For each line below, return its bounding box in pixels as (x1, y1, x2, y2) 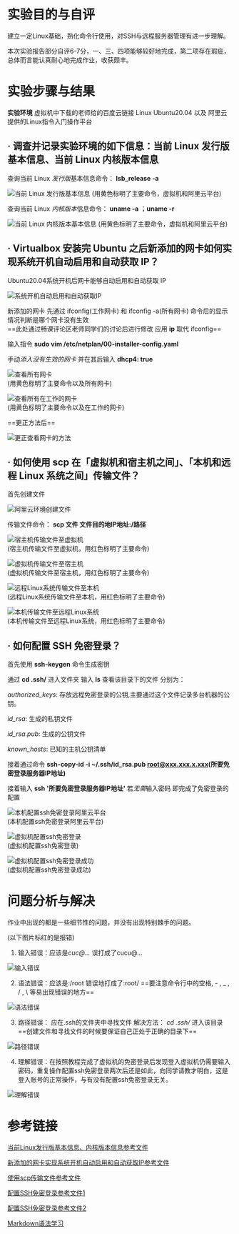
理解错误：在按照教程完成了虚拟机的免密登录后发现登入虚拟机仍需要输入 (17, 1058, 230, 1066)
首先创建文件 (7, 490, 45, 499)
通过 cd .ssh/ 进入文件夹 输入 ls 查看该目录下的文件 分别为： (7, 675, 185, 684)
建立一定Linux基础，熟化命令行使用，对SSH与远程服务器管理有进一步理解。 (7, 31, 230, 40)
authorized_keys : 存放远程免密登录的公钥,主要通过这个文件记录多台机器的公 (7, 690, 230, 699)
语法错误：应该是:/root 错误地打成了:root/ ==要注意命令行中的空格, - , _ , (17, 979, 230, 987)
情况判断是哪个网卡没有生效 (7, 315, 89, 324)
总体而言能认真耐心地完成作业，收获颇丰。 (7, 55, 133, 64)
